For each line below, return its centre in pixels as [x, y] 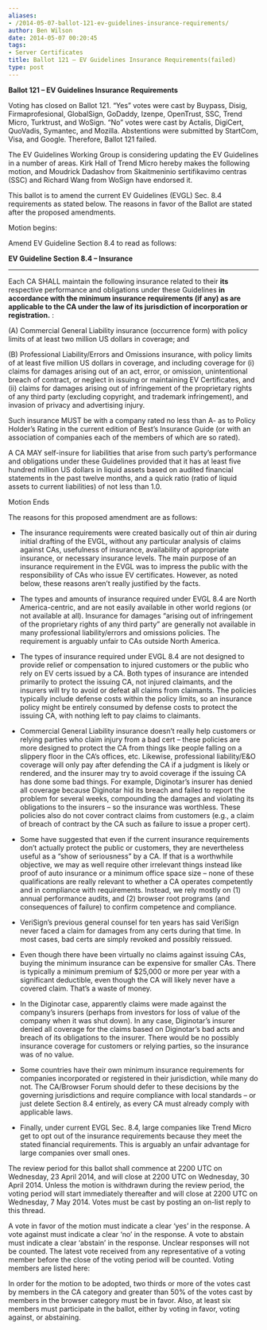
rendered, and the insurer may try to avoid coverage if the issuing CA [133, 773]
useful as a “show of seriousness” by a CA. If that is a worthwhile [126, 856]
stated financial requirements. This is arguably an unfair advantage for [135, 1144]
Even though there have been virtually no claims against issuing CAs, [133, 954]
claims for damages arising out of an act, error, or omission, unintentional [128, 371]
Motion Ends [29, 502]
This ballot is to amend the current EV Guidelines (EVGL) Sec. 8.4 [115, 195]
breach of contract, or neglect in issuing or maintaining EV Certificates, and [132, 379]
